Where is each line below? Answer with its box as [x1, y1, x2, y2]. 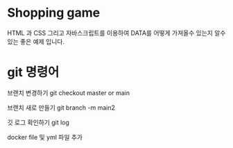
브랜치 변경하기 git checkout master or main [7, 88, 130, 97]
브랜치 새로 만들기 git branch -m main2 [7, 103, 116, 112]
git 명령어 [7, 65, 60, 81]
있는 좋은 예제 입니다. [7, 37, 64, 46]
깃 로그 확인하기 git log [7, 118, 69, 126]
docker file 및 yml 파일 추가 [7, 133, 83, 141]
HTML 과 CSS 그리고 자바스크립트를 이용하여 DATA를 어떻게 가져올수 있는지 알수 [7, 28, 226, 37]
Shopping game [7, 5, 101, 21]
